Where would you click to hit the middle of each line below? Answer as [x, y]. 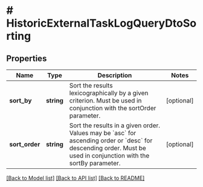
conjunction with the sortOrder [113, 108]
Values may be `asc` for [103, 133]
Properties [27, 58]
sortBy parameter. [95, 163]
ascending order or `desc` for [111, 141]
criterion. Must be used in [105, 100]
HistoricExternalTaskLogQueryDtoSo [101, 23]
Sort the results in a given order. [115, 125]
